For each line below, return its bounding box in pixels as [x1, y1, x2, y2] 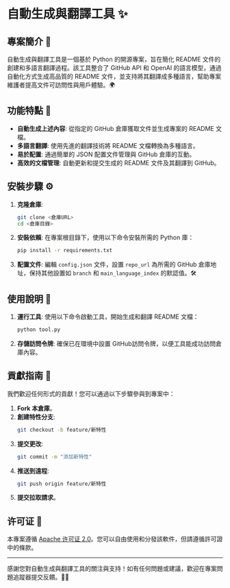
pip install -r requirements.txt [16, 247, 113, 254]
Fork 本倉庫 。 [16, 404, 56, 412]
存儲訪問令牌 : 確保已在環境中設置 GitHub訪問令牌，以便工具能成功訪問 [16, 339, 216, 347]
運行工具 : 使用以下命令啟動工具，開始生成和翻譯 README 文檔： [16, 313, 199, 321]
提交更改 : [16, 439, 43, 448]
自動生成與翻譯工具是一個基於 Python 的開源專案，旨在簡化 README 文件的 [7, 56, 221, 63]
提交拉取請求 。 [16, 493, 60, 502]
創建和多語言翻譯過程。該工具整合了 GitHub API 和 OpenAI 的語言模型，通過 [7, 64, 222, 72]
